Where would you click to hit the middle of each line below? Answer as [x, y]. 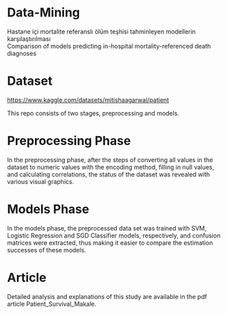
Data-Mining [44, 13]
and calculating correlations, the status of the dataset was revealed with [109, 174]
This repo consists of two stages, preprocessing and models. [93, 113]
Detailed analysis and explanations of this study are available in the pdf [107, 296]
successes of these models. [47, 250]
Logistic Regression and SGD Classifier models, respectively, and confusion [114, 235]
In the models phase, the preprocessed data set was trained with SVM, [107, 228]
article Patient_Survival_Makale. [52, 304]
